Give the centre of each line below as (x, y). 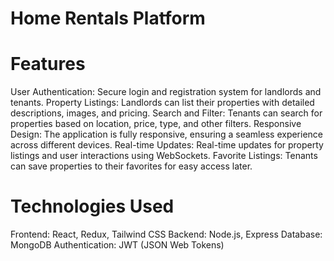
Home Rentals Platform (108, 18)
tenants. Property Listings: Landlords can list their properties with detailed (162, 103)
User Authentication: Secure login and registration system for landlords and (166, 92)
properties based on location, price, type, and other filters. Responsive (156, 124)
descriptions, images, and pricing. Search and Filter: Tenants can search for (166, 113)
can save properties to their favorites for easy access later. (131, 166)
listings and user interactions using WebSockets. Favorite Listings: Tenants (164, 156)
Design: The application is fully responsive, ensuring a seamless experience (167, 134)
